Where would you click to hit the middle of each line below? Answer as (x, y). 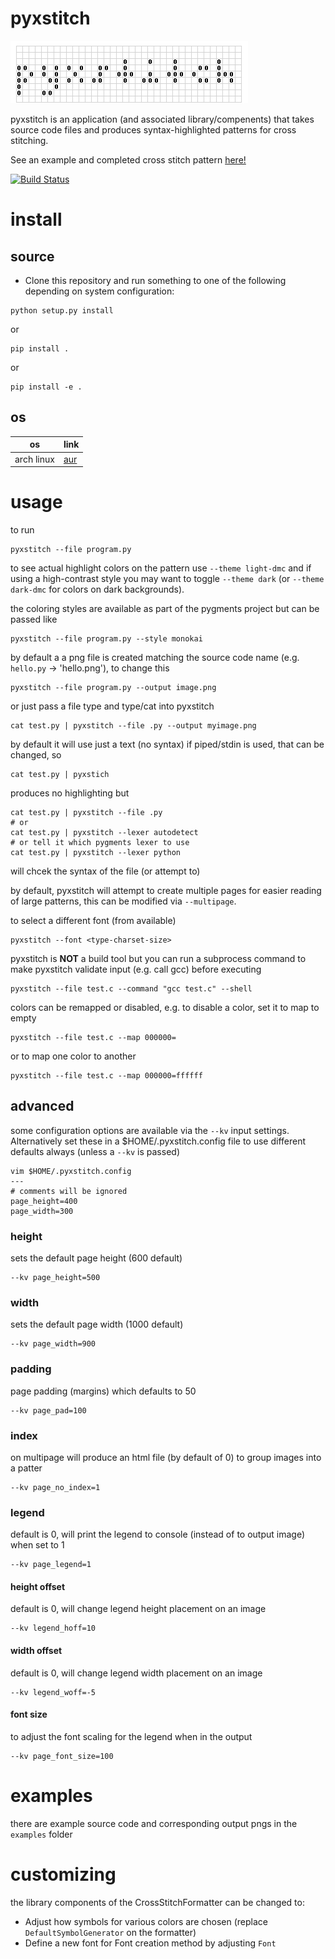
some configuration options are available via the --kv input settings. (150, 1130)
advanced (42, 1106)
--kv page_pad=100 (48, 1410)
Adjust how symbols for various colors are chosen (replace (146, 1921)
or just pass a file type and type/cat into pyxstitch (112, 706)
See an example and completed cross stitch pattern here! (128, 159)
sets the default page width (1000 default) (97, 1324)
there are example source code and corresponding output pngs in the (154, 1823)
